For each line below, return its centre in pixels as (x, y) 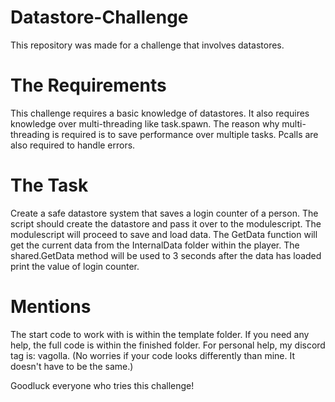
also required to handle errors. (73, 145)
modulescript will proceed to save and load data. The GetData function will (164, 234)
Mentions (51, 307)
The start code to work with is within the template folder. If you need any (160, 334)
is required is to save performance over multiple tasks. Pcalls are (185, 134)
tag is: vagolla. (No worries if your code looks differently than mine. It (153, 355)
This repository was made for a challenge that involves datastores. (147, 45)
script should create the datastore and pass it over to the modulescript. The (166, 223)
